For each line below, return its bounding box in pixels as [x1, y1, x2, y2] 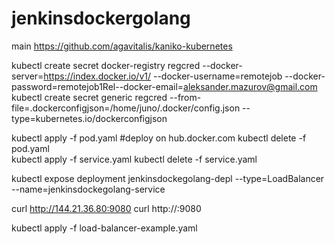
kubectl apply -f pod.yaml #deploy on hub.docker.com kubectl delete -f [11, 132, 307, 144]
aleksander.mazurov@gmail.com [183, 80, 318, 92]
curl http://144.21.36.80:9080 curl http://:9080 [11, 202, 202, 214]
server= [11, 70, 44, 82]
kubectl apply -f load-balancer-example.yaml [11, 222, 198, 234]
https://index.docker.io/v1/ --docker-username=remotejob [43, 70, 283, 82]
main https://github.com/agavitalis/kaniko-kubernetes [11, 40, 233, 52]
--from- [169, 91, 202, 103]
